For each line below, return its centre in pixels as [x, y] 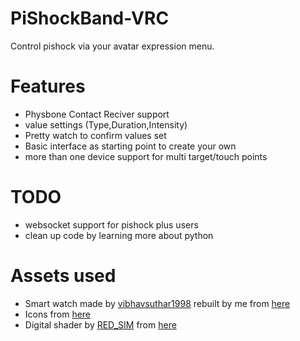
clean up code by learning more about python [119, 235]
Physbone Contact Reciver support [97, 114]
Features [48, 86]
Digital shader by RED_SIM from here [100, 324]
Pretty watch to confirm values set [95, 135]
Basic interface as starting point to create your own [130, 146]
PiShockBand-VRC [90, 18]
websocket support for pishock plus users [111, 224]
